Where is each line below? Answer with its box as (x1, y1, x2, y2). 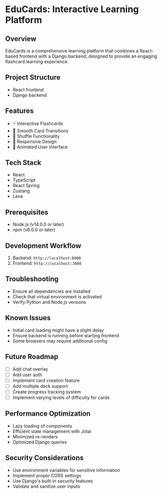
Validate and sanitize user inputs (12, 483, 80, 489)
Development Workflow (5, 241, 82, 250)
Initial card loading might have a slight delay (12, 327, 104, 333)
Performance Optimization (5, 410, 91, 418)
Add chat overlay (12, 366, 48, 372)
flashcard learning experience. (5, 59, 69, 64)
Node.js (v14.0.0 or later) (12, 221, 64, 228)
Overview (5, 34, 37, 43)
